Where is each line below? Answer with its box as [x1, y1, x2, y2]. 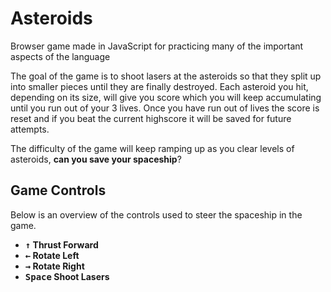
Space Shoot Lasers [24, 270, 110, 282]
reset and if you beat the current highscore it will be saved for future [10, 112, 292, 124]
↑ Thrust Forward [24, 238, 99, 251]
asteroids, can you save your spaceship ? [10, 153, 182, 165]
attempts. [10, 123, 50, 135]
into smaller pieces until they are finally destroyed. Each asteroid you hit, [10, 80, 309, 92]
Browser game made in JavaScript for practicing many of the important [10, 40, 304, 52]
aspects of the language [10, 50, 111, 62]
